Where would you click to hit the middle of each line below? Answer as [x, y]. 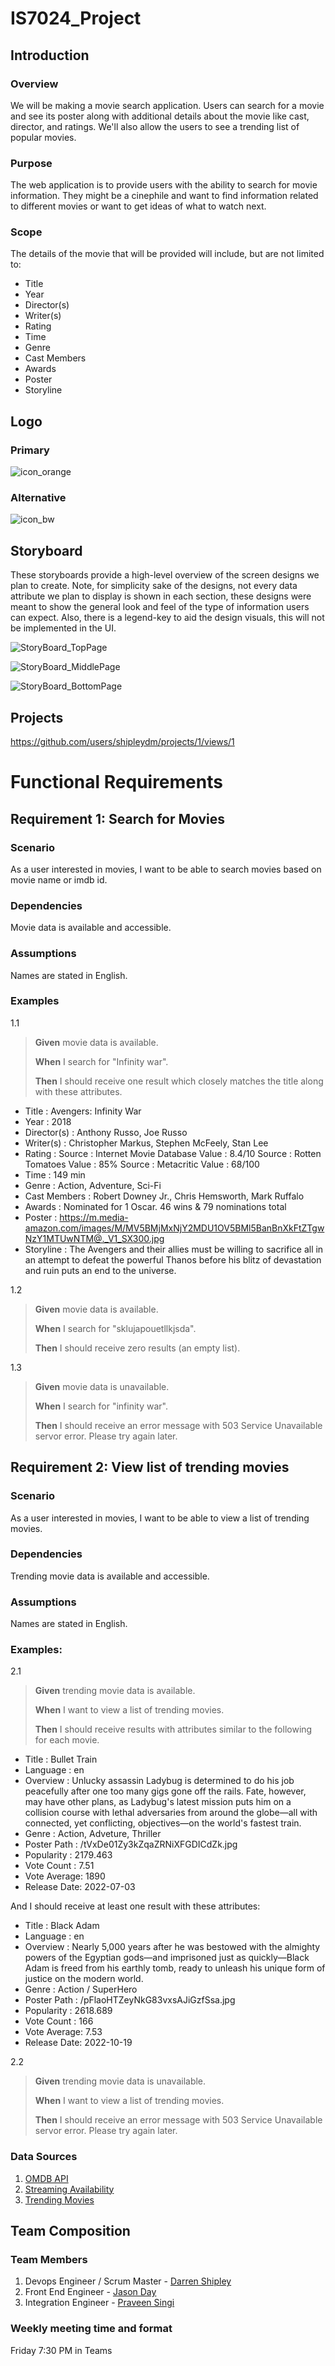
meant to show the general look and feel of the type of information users [160, 607]
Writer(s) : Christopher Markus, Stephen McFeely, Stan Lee [146, 1143]
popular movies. [43, 137]
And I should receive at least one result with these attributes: [135, 1906]
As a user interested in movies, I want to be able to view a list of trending [160, 1518]
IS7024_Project [76, 18]
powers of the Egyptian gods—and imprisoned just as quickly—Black [167, 1958]
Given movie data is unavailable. [102, 1386]
